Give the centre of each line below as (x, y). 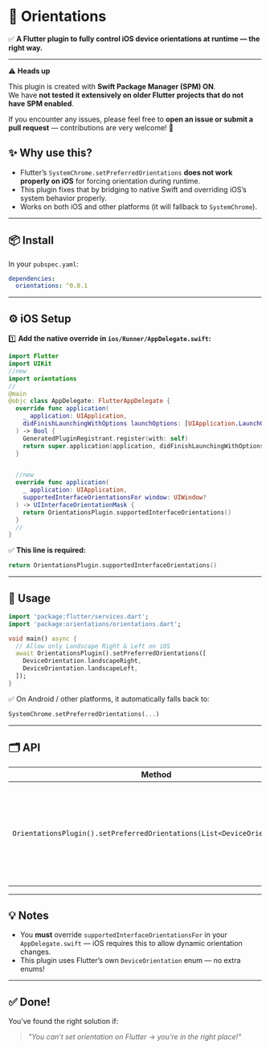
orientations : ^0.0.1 (52, 286)
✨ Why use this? (50, 153)
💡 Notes (29, 915)
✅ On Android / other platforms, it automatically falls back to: (109, 698)
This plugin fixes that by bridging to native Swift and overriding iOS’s (133, 189)
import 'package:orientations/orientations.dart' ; (95, 624)
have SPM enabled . (41, 103)
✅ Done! (29, 1002)
